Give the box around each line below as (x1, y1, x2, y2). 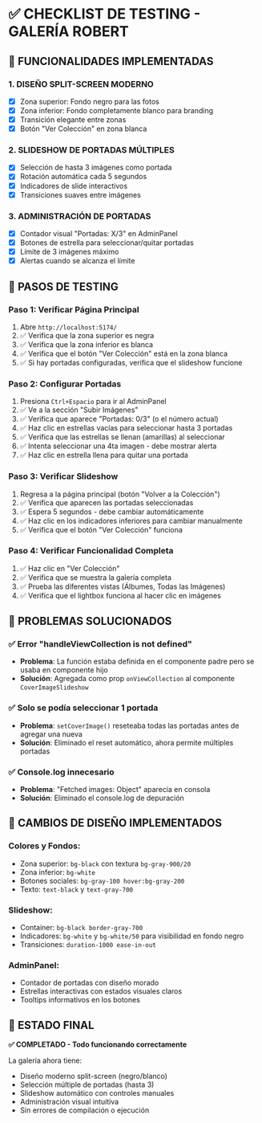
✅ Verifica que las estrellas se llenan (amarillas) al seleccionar (19, 432, 226, 442)
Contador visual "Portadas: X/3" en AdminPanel (19, 228, 178, 238)
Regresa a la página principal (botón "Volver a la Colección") (19, 489, 220, 499)
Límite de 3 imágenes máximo (19, 247, 119, 257)
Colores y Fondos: (8, 840, 81, 851)
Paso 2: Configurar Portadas (8, 378, 122, 390)
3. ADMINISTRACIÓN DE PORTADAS (8, 210, 151, 222)
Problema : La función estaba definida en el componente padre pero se (19, 656, 255, 667)
